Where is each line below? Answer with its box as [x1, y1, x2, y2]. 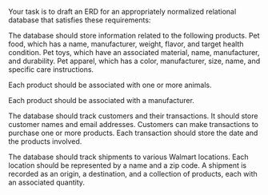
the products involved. [8, 137, 82, 146]
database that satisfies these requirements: [8, 15, 151, 25]
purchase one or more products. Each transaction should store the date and [8, 128, 258, 137]
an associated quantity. [8, 177, 86, 187]
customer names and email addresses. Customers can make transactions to [8, 120, 258, 129]
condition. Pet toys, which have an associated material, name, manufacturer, [8, 48, 260, 57]
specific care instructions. [8, 65, 94, 74]
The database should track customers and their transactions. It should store [8, 111, 258, 121]
